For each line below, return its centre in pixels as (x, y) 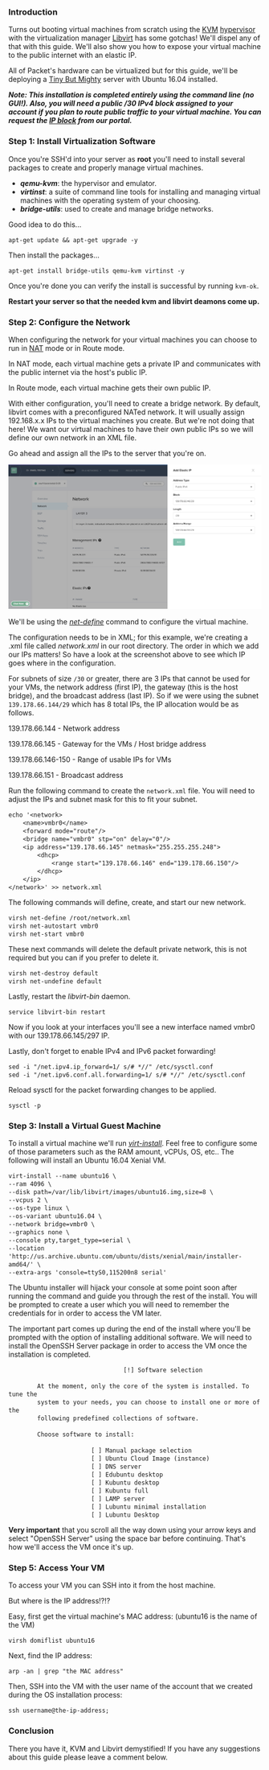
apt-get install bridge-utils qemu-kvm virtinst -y (96, 271)
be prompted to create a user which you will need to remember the (119, 1305)
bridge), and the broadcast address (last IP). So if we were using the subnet (134, 695)
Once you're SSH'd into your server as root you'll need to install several (127, 158)
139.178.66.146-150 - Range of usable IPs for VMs (90, 759)
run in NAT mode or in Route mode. (67, 348)
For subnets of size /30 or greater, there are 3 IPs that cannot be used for (129, 678)
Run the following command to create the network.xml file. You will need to (132, 790)
